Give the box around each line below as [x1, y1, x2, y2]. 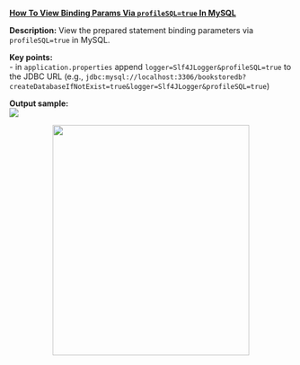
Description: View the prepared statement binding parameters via [9, 25, 254, 35]
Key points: [9, 52, 53, 62]
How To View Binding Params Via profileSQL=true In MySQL [9, 8, 236, 18]
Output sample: [9, 98, 69, 109]
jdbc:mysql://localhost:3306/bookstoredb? [84, 73, 247, 82]
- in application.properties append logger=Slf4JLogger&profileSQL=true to [9, 62, 292, 72]
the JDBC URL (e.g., [9, 71, 84, 82]
